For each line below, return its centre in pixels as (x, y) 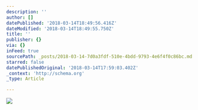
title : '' (19, 34)
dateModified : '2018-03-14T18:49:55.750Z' (60, 29)
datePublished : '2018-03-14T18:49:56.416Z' (62, 23)
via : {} (16, 46)
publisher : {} (24, 40)
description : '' (26, 12)
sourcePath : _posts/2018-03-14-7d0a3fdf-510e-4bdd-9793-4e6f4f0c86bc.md (99, 57)
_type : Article (25, 79)
